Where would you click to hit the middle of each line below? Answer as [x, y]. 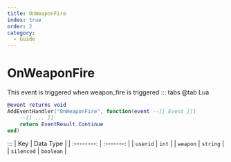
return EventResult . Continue [62, 124]
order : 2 [20, 26]
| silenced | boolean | [37, 151]
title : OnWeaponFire [37, 13]
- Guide [25, 39]
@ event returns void [37, 105]
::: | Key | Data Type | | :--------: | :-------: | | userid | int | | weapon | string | [116, 144]
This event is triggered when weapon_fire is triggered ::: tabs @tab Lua [108, 92]
